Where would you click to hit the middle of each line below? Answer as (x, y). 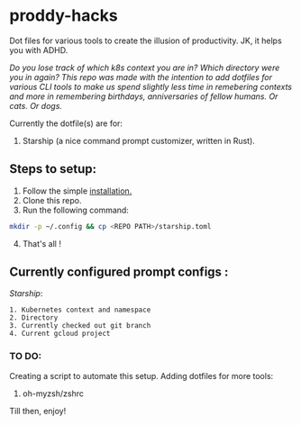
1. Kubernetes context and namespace (80, 310)
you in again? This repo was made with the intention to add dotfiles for (141, 77)
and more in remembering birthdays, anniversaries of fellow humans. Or (144, 96)
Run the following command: (75, 210)
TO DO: (26, 357)
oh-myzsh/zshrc (53, 393)
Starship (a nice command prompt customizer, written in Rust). (138, 140)
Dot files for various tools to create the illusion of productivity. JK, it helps (146, 41)
